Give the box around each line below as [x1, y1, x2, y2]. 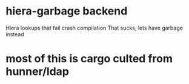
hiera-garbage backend [5, 4, 128, 18]
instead [5, 30, 25, 37]
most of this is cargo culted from [5, 52, 173, 66]
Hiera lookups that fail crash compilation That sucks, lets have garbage [5, 24, 183, 31]
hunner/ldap [5, 65, 69, 79]
